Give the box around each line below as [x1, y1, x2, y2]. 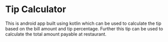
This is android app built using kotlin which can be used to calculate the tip [5, 20, 161, 26]
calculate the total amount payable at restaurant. [5, 31, 107, 37]
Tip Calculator [5, 4, 66, 15]
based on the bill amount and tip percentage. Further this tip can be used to [5, 25, 163, 31]
